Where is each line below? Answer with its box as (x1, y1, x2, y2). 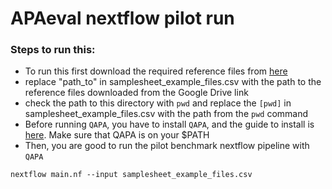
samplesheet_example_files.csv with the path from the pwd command (24, 108, 309, 120)
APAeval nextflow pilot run (10, 7, 235, 30)
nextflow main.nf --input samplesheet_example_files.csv (10, 170, 253, 180)
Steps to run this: (10, 43, 96, 57)
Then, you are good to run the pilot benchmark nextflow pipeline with (24, 140, 310, 152)
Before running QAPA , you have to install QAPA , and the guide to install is (24, 118, 315, 131)
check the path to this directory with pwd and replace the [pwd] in (24, 97, 292, 109)
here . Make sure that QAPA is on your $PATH (24, 129, 210, 141)
